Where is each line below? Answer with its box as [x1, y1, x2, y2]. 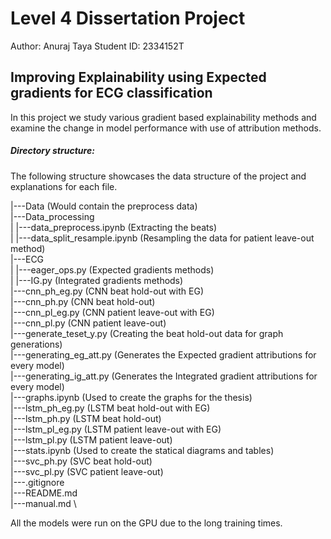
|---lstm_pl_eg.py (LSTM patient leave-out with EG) [10, 423, 222, 435]
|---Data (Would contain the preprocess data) [10, 200, 198, 212]
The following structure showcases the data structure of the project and [10, 170, 307, 182]
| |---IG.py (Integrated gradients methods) [10, 274, 184, 286]
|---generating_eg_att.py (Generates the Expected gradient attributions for [10, 348, 317, 361]
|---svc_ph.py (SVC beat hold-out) [10, 455, 153, 467]
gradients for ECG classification [10, 85, 213, 102]
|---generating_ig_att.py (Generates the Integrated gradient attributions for [10, 370, 318, 382]
